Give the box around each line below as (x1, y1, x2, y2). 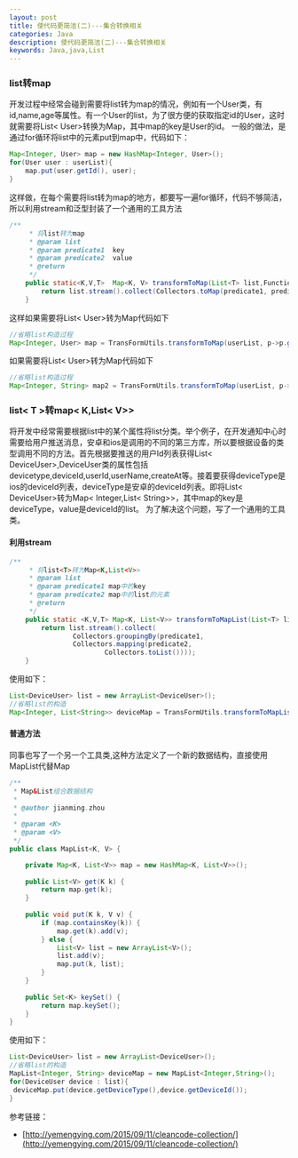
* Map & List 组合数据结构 (12, 787, 93, 795)
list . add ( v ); (56, 952, 105, 961)
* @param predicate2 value (28, 254, 133, 263)
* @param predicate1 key (28, 245, 125, 254)
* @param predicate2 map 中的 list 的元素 (28, 590, 170, 600)
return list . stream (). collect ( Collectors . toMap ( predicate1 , (41, 286, 268, 296)
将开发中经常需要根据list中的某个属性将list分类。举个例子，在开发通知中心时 (9, 426, 286, 436)
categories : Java (9, 29, 74, 38)
